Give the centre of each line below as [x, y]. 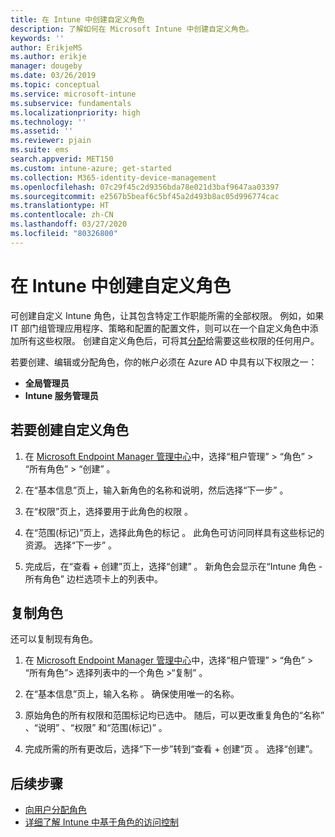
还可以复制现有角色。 [54, 639]
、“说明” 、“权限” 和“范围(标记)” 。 [96, 728]
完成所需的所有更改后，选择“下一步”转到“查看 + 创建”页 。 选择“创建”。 [171, 749]
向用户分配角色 [55, 810]
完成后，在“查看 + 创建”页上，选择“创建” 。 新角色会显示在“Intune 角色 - [173, 566]
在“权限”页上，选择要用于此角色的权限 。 [109, 511]
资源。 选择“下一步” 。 [71, 545]
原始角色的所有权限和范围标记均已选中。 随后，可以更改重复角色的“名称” [174, 715]
